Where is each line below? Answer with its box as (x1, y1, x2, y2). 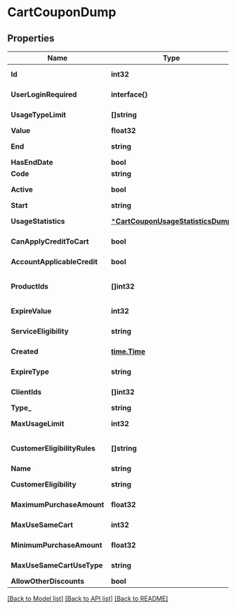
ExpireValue (11, 306, 52, 315)
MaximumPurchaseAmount (11, 500, 105, 509)
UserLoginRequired (11, 89, 77, 99)
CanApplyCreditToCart (11, 237, 89, 246)
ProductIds (11, 282, 49, 291)
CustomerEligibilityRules (11, 444, 96, 453)
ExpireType (11, 367, 49, 377)
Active (11, 184, 34, 194)
